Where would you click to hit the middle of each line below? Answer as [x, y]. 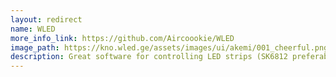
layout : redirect [46, 19]
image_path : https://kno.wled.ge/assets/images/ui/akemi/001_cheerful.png [169, 47]
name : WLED [33, 29]
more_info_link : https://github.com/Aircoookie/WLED [122, 38]
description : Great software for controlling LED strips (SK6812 [149, 57]
